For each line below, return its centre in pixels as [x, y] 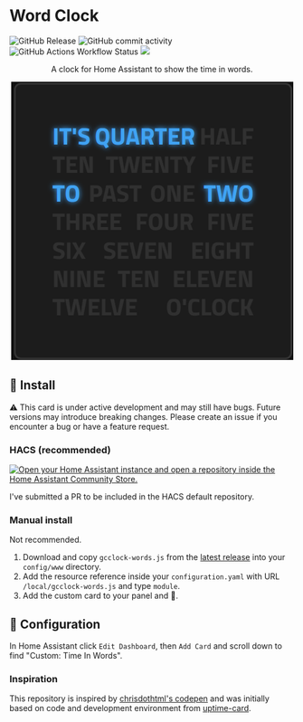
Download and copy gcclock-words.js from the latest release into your [154, 557]
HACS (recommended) [60, 450]
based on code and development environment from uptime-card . [130, 708]
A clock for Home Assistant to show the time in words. [152, 69]
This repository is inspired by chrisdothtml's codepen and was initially [139, 698]
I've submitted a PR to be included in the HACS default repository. [132, 497]
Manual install [41, 519]
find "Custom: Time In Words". [66, 656]
